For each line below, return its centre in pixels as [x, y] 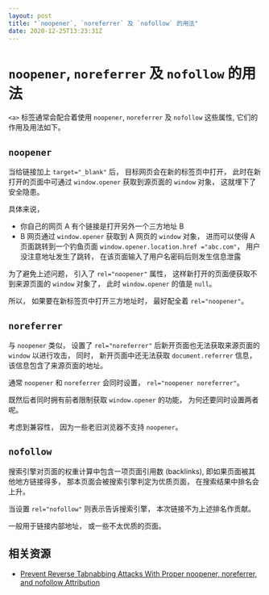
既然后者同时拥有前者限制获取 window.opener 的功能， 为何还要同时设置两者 [134, 400]
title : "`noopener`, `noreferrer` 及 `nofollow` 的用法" [103, 23]
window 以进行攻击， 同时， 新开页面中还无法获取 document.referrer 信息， [132, 355]
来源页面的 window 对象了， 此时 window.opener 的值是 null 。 [116, 284]
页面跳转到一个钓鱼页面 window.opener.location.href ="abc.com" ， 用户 [140, 246]
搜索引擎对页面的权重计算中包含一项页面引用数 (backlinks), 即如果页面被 [128, 471]
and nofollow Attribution [60, 582]
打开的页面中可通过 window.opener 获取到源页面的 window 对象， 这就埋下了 [132, 182]
